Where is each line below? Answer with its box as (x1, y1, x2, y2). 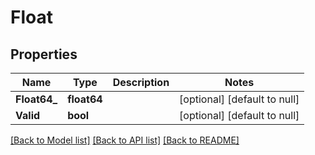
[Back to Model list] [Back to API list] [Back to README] (10, 134, 240, 146)
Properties (10, 46, 78, 63)
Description (112, 76, 170, 89)
